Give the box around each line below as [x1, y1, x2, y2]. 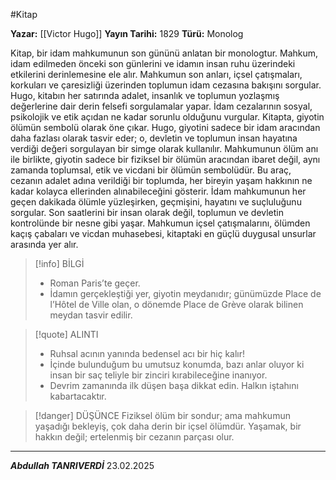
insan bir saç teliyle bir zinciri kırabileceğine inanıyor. [49, 369, 268, 381]
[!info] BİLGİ [34, 258, 85, 269]
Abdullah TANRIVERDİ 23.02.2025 [10, 460, 155, 471]
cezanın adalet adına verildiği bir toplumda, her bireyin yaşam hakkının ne [10, 175, 313, 186]
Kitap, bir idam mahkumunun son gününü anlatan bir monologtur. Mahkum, [10, 47, 319, 59]
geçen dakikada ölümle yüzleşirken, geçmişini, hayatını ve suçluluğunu [10, 196, 302, 208]
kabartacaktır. [49, 390, 107, 402]
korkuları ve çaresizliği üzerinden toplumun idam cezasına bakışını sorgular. [10, 79, 322, 91]
